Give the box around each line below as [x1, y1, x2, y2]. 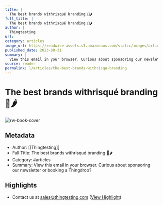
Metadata [5, 132, 35, 140]
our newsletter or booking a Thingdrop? [12, 167, 92, 173]
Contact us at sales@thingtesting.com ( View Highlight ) [12, 194, 122, 200]
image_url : [5, 43, 27, 48]
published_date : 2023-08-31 [5, 48, 62, 52]
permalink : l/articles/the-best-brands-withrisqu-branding [5, 66, 127, 71]
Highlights [5, 181, 37, 189]
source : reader [5, 61, 36, 66]
